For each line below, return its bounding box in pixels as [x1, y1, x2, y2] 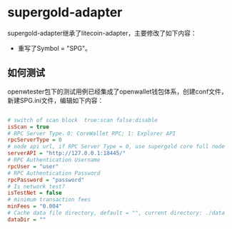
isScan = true [7, 123, 50, 131]
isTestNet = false [7, 190, 62, 197]
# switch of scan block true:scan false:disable [7, 116, 158, 123]
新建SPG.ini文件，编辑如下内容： [7, 96, 104, 104]
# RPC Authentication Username [7, 156, 101, 163]
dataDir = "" [7, 215, 46, 223]
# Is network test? [7, 183, 66, 190]
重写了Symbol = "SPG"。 [17, 44, 91, 52]
